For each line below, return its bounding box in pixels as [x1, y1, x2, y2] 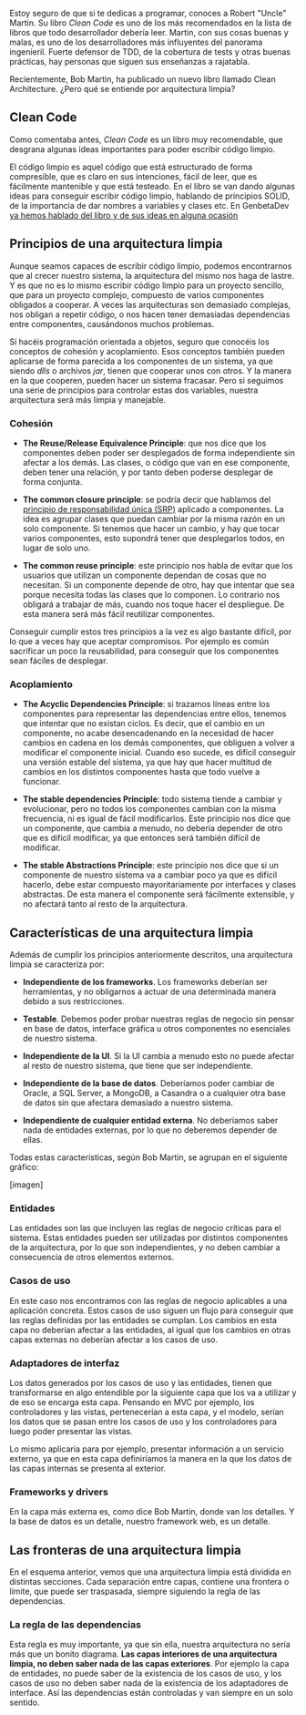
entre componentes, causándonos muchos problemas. [9, 318, 215, 329]
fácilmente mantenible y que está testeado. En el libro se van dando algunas [9, 180, 296, 191]
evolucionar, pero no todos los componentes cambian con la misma [22, 804, 277, 815]
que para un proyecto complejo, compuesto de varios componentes [9, 289, 264, 300]
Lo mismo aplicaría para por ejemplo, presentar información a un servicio [9, 1443, 284, 1454]
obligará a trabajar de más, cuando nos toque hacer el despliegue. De [22, 599, 285, 610]
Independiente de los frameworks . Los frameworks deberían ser [22, 977, 269, 988]
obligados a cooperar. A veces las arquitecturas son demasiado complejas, [9, 299, 291, 310]
